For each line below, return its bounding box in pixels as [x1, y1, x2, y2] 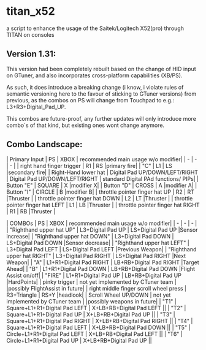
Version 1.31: [6, 49, 56, 59]
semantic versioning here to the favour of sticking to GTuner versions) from [6, 90, 197, 97]
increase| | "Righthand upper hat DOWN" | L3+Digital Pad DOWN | [6, 232, 174, 240]
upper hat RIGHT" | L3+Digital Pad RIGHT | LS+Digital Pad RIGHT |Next [6, 252, 186, 259]
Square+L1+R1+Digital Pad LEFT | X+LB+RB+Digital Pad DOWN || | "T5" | [6, 324, 191, 331]
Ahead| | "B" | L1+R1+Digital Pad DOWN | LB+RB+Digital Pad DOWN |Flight [6, 265, 195, 272]
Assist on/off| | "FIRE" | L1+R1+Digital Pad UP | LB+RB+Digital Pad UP [6, 272, 182, 279]
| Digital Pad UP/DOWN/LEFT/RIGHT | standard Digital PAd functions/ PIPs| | [6, 175, 199, 182]
